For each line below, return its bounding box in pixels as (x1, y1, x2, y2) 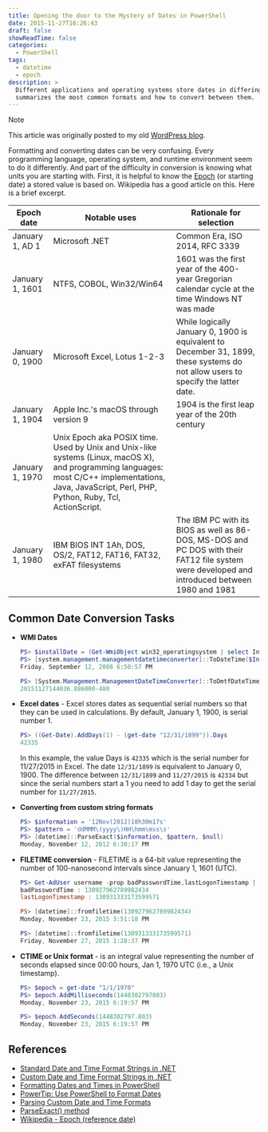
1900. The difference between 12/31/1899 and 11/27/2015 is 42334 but (19, 770, 249, 780)
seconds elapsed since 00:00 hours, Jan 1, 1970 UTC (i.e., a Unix (19, 960, 234, 969)
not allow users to (175, 366, 243, 377)
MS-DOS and (197, 535, 249, 546)
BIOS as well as (175, 525, 234, 536)
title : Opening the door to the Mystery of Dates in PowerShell (8, 11, 227, 20)
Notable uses (85, 212, 137, 223)
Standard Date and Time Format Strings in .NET (19, 1063, 176, 1073)
